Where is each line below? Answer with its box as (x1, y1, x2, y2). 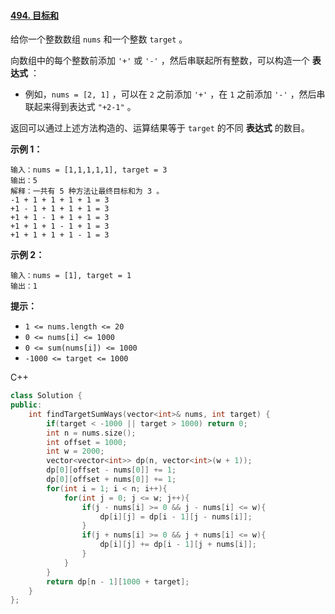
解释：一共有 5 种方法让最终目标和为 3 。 (10, 186, 165, 197)
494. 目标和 (10, 9, 60, 21)
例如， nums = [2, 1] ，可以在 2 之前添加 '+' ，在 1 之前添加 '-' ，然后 (24, 88, 317, 100)
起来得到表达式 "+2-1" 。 (33, 101, 137, 113)
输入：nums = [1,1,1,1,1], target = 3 (10, 165, 168, 175)
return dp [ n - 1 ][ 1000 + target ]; (46, 576, 190, 587)
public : (10, 400, 43, 410)
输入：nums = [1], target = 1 (10, 271, 132, 281)
